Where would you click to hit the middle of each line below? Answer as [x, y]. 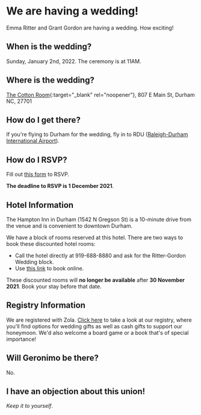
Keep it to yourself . [29, 406]
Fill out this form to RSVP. [38, 174]
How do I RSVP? [37, 160]
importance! [21, 339]
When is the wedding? [49, 47]
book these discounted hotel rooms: [51, 244]
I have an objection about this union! [76, 392]
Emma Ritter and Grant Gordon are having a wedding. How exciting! [90, 28]
